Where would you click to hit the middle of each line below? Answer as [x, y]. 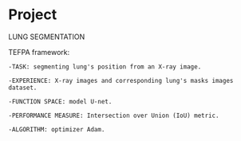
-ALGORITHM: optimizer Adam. [57, 129]
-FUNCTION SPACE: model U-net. [60, 101]
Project [33, 15]
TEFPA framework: [39, 52]
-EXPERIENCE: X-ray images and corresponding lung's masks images [121, 80]
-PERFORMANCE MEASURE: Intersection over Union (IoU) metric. [114, 116]
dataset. [23, 88]
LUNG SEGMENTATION [47, 37]
